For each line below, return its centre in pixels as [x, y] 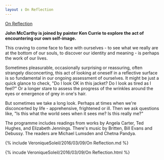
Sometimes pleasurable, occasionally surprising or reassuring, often [74, 68]
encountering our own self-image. [41, 38]
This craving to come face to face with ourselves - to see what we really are [82, 47]
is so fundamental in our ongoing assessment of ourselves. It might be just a [82, 78]
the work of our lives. [26, 58]
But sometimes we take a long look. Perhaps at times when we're [71, 103]
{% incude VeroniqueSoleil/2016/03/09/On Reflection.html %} [68, 152]
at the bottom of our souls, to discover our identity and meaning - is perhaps [82, 53]
